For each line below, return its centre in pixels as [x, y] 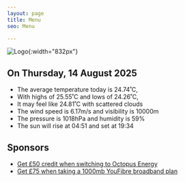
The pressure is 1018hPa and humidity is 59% [81, 119]
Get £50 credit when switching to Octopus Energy [87, 164]
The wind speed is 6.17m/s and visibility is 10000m [88, 112]
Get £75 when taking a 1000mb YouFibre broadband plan [97, 171]
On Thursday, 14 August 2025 [72, 73]
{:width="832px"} [53, 51]
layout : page [26, 13]
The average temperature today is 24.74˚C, [77, 90]
